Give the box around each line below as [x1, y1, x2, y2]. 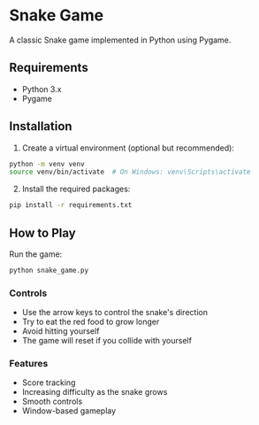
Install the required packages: [21, 183, 131, 195]
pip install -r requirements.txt [9, 201, 133, 210]
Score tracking [21, 377, 76, 388]
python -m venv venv [9, 159, 86, 168]
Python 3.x [21, 83, 62, 94]
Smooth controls [21, 396, 83, 407]
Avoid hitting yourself [21, 326, 100, 336]
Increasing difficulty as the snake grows [21, 387, 168, 398]
